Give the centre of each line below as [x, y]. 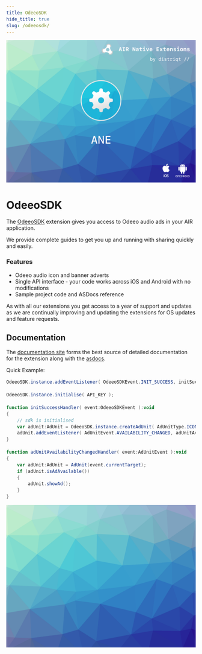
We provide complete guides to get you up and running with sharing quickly [100, 240]
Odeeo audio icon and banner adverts [62, 275]
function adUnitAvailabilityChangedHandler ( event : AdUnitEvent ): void [96, 452]
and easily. [20, 246]
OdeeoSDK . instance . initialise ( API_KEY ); [60, 395]
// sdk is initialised [45, 420]
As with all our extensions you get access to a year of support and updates [99, 306]
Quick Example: [26, 370]
